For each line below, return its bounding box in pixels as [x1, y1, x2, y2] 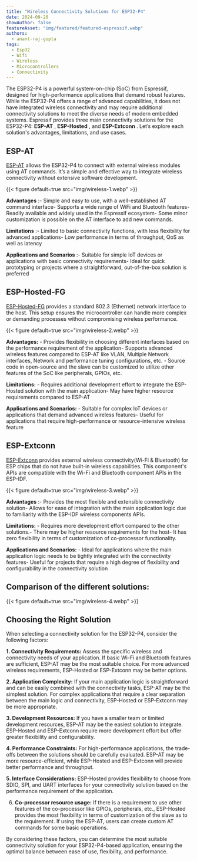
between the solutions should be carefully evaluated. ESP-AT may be [16, 751, 184, 758]
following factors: [6, 636, 49, 643]
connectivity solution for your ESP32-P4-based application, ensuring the [6, 842, 182, 849]
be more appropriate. [6, 703, 58, 711]
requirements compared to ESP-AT [6, 393, 90, 400]
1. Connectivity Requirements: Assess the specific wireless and [6, 648, 162, 655]
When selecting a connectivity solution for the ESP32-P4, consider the [6, 630, 178, 637]
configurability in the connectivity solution [6, 564, 108, 572]
